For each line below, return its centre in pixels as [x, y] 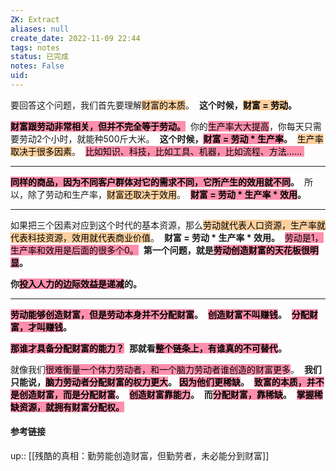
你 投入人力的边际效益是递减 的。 [76, 283]
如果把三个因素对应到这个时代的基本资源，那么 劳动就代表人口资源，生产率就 [168, 225]
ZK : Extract [35, 19]
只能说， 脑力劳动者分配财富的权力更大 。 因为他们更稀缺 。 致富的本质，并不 [167, 382]
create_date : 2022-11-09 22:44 [75, 38]
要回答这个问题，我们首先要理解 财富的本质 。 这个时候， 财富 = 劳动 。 [154, 105]
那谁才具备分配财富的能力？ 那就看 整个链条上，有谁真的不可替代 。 [148, 348]
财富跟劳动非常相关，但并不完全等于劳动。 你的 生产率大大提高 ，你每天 [157, 126]
